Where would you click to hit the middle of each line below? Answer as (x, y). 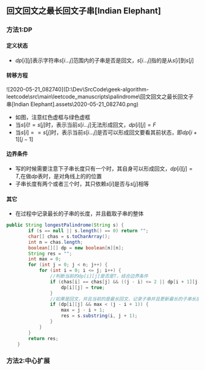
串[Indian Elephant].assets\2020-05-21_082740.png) (73, 104)
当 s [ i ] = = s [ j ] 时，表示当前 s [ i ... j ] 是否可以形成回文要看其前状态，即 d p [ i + (106, 132)
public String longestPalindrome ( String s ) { (65, 225)
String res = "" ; (50, 254)
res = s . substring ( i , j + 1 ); (99, 316)
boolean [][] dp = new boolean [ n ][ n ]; (76, 248)
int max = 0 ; (45, 259)
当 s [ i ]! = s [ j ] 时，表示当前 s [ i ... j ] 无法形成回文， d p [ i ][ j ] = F (86, 124)
